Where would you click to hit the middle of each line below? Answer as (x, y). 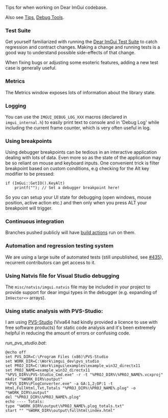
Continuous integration (35, 221)
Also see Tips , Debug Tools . (35, 17)
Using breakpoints (29, 141)
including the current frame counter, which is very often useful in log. (78, 128)
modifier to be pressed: (30, 174)
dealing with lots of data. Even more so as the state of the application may (83, 158)
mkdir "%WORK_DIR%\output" (34, 379)
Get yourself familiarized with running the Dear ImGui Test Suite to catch (81, 42)
